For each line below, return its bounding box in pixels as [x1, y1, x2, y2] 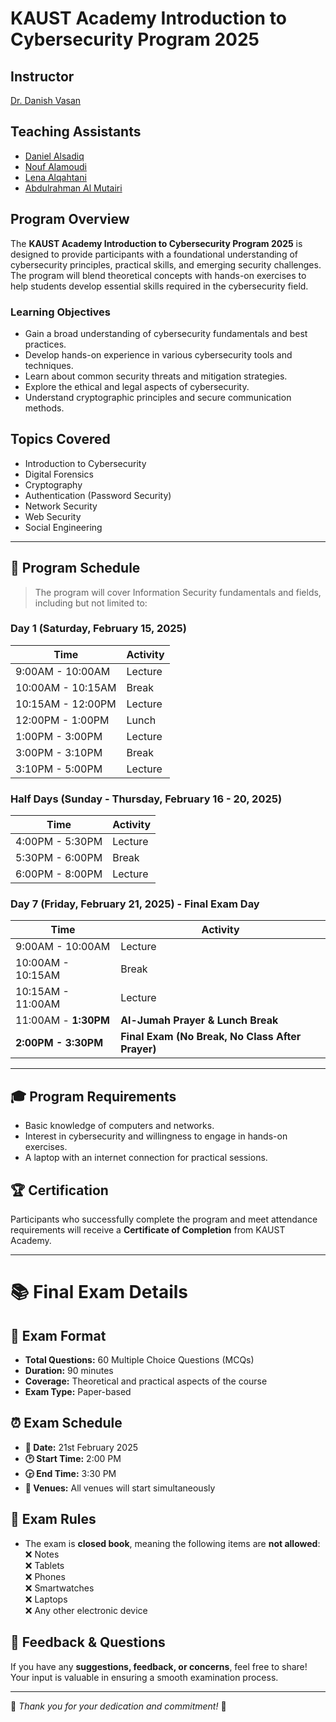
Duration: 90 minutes [24, 1365, 114, 1377]
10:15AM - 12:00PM [15, 697, 117, 711]
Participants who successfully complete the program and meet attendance [10, 1213, 318, 1226]
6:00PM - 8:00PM [15, 867, 103, 881]
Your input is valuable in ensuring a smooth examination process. [10, 1671, 279, 1683]
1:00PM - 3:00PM [15, 729, 103, 743]
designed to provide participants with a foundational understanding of [10, 248, 298, 260]
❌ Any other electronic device [24, 1604, 148, 1616]
